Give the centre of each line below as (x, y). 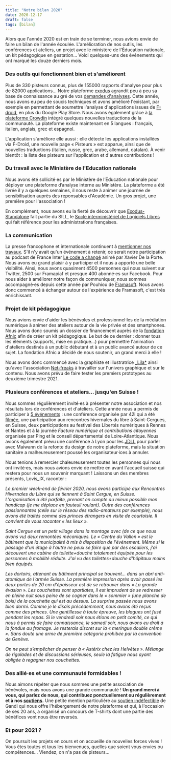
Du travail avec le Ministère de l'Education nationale (71, 168)
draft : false (19, 19)
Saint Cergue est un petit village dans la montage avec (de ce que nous (81, 531)
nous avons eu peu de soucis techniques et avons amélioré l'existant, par (82, 101)
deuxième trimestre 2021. (32, 379)
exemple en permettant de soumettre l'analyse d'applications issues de (80, 107)
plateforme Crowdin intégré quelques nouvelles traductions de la (74, 118)
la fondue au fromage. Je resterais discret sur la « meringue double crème (84, 628)
